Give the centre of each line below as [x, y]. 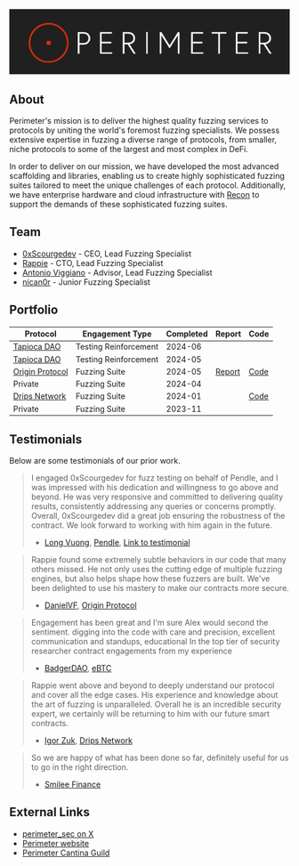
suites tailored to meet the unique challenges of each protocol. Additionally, [148, 185]
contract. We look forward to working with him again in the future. [152, 525]
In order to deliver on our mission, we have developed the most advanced [144, 166]
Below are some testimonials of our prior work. [95, 460]
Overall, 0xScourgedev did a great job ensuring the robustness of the [158, 515]
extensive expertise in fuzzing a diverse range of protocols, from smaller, [143, 140]
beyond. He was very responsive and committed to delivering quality [157, 497]
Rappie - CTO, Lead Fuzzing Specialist [93, 263]
